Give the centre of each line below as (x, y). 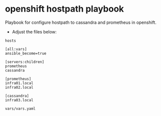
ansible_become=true (26, 53)
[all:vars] (16, 49)
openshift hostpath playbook (64, 9)
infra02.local (19, 87)
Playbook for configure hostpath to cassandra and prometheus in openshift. (81, 22)
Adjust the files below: (34, 32)
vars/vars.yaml (20, 108)
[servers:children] (25, 62)
